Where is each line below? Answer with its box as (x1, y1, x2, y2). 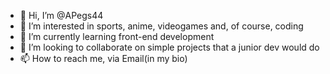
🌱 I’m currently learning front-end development (19, 31, 215, 42)
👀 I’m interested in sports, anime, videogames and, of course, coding (19, 20, 304, 32)
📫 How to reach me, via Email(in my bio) (19, 53, 188, 64)
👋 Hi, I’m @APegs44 (19, 10, 104, 21)
